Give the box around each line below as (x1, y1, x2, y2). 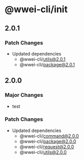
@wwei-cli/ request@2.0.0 (19, 144, 74, 150)
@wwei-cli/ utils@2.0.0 (19, 149, 67, 155)
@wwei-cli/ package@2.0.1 (19, 61, 75, 67)
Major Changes (5, 92, 44, 99)
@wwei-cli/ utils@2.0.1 (19, 56, 66, 62)
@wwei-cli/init (5, 4, 68, 15)
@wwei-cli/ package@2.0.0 (19, 138, 76, 144)
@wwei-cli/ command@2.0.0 (19, 132, 79, 139)
